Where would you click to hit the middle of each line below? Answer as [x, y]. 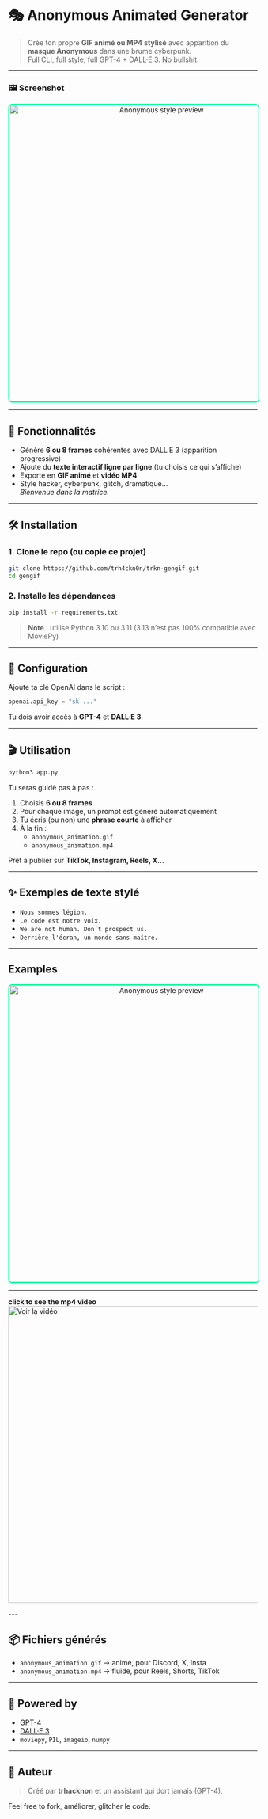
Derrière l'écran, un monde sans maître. [89, 938]
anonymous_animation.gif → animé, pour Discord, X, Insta [113, 1663]
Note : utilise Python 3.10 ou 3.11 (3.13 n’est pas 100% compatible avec [142, 627]
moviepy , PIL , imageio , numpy [65, 1740]
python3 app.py [33, 773]
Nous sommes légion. [53, 912]
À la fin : [33, 828]
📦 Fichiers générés [57, 1640]
